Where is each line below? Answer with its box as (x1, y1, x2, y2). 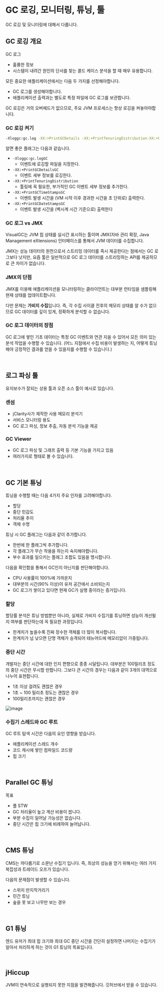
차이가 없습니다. (16, 260, 46, 267)
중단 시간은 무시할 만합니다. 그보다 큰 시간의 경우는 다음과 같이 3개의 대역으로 (10, 667, 157, 673)
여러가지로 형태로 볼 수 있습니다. (12, 453, 74, 459)
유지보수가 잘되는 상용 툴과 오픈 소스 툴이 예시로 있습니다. (5, 385, 115, 391)
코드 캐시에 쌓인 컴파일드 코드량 (12, 747, 73, 753)
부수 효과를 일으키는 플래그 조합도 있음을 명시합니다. (12, 554, 111, 560)
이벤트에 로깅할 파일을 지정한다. (19, 161, 80, 167)
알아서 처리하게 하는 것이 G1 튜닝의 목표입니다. (5, 945, 94, 950)
